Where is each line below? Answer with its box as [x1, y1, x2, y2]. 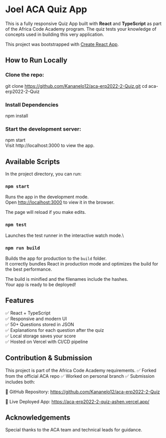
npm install [5, 112, 28, 118]
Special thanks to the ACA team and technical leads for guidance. [5, 427, 143, 433]
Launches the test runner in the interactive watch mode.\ [5, 232, 124, 238]
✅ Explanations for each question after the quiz [5, 327, 104, 333]
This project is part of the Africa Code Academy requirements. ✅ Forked [5, 367, 156, 373]
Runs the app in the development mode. [5, 194, 89, 200]
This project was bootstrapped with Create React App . [5, 41, 119, 47]
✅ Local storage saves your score [5, 333, 76, 339]
